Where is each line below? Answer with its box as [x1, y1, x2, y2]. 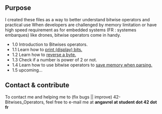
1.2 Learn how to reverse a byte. [12, 52, 76, 57]
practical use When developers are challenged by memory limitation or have [5, 22, 157, 28]
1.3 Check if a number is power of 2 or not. [12, 57, 97, 62]
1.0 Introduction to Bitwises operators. [12, 41, 88, 47]
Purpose [5, 4, 31, 12]
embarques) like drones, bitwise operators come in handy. [5, 32, 121, 38]
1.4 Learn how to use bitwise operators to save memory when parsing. [12, 62, 152, 68]
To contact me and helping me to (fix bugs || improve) [5, 94, 113, 100]
